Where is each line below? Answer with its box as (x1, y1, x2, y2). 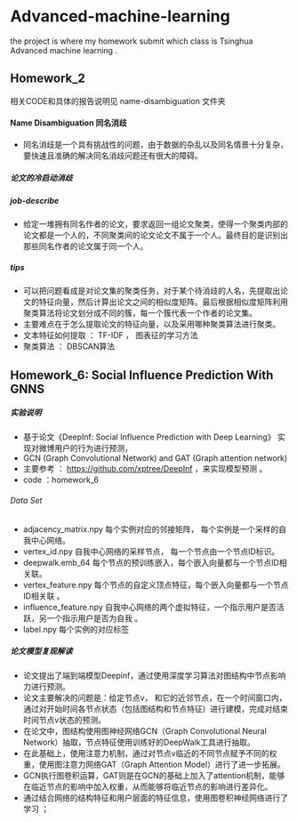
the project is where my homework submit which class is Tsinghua (10, 36, 253, 46)
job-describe (10, 195, 60, 205)
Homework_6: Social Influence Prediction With (10, 367, 274, 383)
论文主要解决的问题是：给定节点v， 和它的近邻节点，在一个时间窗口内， (22, 692, 287, 703)
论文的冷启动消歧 (10, 172, 73, 183)
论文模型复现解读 (10, 646, 73, 657)
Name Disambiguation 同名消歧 (10, 117, 127, 128)
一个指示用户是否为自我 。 (46, 612, 143, 624)
